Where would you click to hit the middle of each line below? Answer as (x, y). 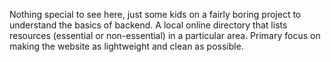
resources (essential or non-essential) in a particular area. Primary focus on (165, 35)
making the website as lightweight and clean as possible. (126, 46)
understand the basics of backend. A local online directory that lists (148, 25)
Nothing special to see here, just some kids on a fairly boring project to (155, 14)
